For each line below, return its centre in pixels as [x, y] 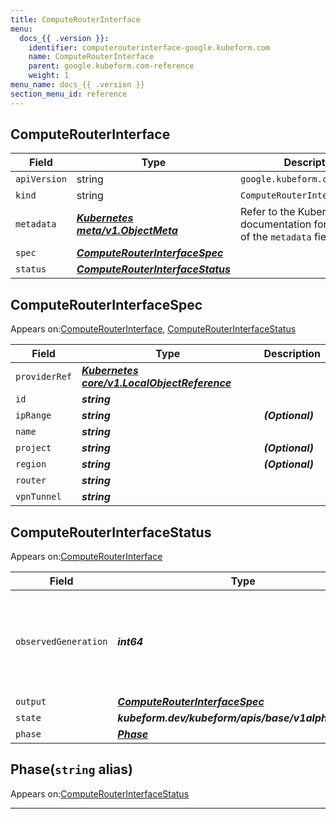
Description [292, 354]
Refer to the [268, 212]
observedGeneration [61, 642]
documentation [276, 224]
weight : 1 [49, 76]
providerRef [44, 377]
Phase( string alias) [71, 769]
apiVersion [41, 179]
